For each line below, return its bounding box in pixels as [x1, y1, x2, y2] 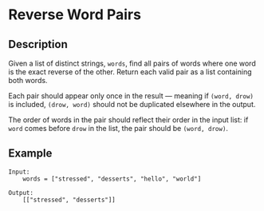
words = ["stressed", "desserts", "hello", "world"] [22, 174, 202, 183]
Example [8, 146, 53, 161]
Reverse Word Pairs [8, 6, 142, 24]
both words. [8, 76, 48, 85]
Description [8, 38, 68, 51]
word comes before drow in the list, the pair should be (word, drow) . [8, 124, 229, 133]
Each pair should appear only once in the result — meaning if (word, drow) [8, 91, 254, 101]
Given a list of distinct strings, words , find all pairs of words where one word [8, 58, 257, 68]
